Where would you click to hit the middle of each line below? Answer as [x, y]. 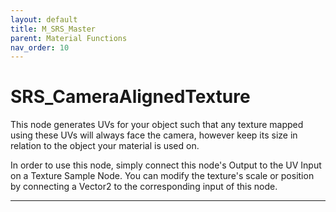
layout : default [44, 19]
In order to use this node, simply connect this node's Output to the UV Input [166, 165]
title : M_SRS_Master [53, 29]
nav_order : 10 [40, 47]
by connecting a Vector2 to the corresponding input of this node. [144, 187]
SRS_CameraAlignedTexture [130, 97]
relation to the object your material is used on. [105, 146]
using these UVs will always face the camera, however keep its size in [154, 135]
